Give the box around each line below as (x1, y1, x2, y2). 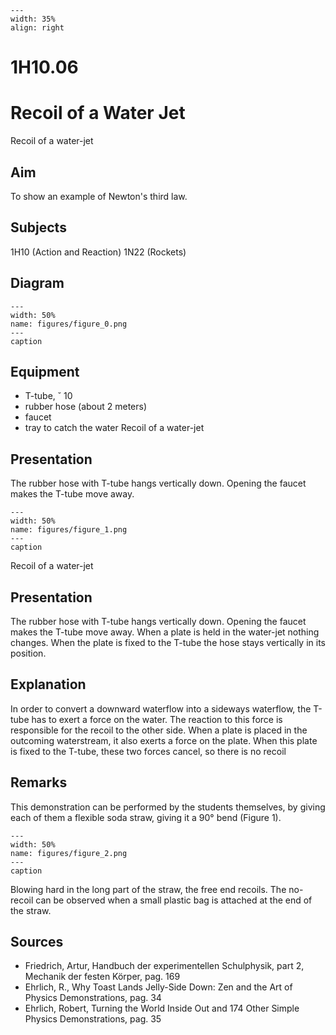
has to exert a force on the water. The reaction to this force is (31, 713, 283, 725)
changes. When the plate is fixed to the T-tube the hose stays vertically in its (10, 637, 326, 648)
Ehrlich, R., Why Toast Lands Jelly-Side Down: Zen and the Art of (24, 981, 293, 993)
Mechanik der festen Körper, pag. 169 (24, 971, 181, 983)
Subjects (10, 219, 67, 236)
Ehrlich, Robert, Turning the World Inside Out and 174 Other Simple (24, 1002, 300, 1015)
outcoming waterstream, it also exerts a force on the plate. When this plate (10, 734, 318, 746)
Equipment (10, 363, 80, 380)
